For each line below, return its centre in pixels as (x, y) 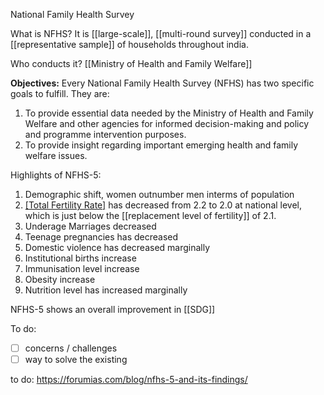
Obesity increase (60, 279)
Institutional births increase (80, 258)
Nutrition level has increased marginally (106, 290)
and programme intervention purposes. (105, 134)
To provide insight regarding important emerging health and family (161, 145)
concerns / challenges (71, 348)
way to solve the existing (76, 360)
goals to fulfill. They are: (60, 93)
